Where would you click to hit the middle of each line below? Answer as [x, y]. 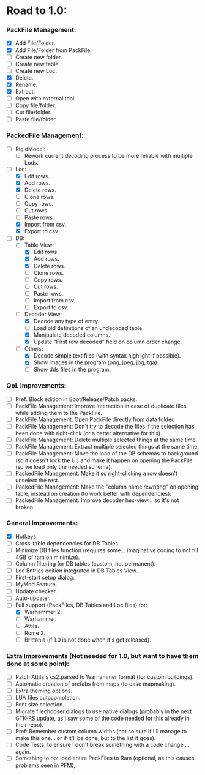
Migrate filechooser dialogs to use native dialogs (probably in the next [103, 711]
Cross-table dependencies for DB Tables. [67, 543]
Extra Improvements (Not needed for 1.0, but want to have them [102, 656]
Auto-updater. [33, 598]
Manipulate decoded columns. [72, 335]
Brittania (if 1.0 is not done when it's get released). [88, 640]
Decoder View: [43, 314]
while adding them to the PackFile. [59, 413]
